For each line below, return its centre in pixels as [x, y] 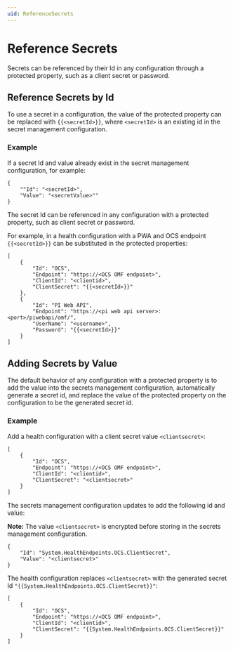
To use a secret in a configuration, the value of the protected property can [115, 114]
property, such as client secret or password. [71, 222]
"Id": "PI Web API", [62, 305]
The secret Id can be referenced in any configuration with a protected [108, 214]
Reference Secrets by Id [61, 97]
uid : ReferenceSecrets [40, 14]
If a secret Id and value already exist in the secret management [98, 163]
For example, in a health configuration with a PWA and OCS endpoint [107, 235]
